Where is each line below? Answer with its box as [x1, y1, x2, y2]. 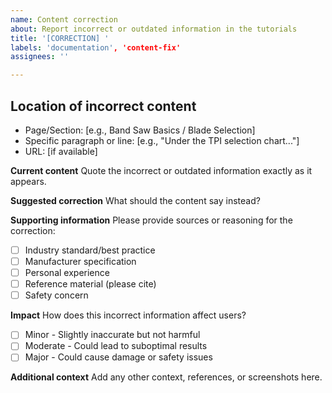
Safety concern [24, 289, 89, 301]
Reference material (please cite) [24, 278, 157, 290]
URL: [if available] [24, 145, 98, 157]
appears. [10, 175, 47, 187]
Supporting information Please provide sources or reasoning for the [10, 214, 293, 226]
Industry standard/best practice [24, 244, 156, 256]
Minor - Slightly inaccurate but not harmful [24, 329, 201, 341]
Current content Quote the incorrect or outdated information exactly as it [10, 164, 313, 176]
